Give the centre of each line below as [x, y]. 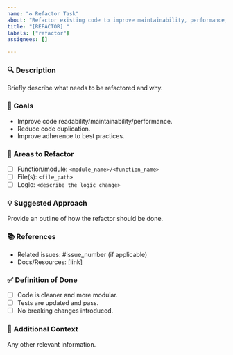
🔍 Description [32, 70]
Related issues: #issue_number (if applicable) [82, 254]
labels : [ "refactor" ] [38, 33]
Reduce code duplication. [54, 129]
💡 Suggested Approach [48, 204]
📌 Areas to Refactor [41, 154]
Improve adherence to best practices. [71, 135]
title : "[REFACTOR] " [38, 26]
